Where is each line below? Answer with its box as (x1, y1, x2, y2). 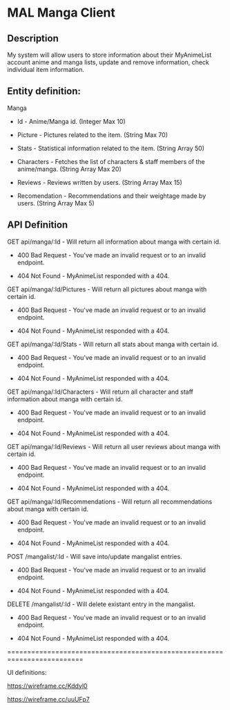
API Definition (7, 219, 68, 231)
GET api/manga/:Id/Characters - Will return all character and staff (7, 388, 193, 396)
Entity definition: (7, 85, 82, 98)
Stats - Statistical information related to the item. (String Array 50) (17, 144, 205, 152)
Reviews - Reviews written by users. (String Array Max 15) (17, 178, 183, 186)
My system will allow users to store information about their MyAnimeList (7, 51, 212, 59)
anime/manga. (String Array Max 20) (17, 165, 122, 173)
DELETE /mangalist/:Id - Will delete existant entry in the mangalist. (7, 600, 195, 608)
